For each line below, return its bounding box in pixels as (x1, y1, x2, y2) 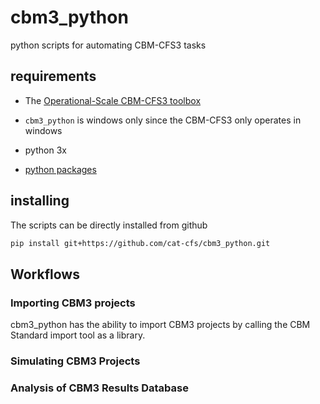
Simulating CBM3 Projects (10, 354, 141, 368)
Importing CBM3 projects (10, 296, 136, 310)
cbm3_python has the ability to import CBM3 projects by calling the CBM (10, 319, 311, 331)
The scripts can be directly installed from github (10, 219, 208, 231)
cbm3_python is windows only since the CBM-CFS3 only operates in (24, 114, 302, 126)
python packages (24, 163, 97, 175)
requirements (10, 68, 97, 85)
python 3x (24, 144, 67, 156)
